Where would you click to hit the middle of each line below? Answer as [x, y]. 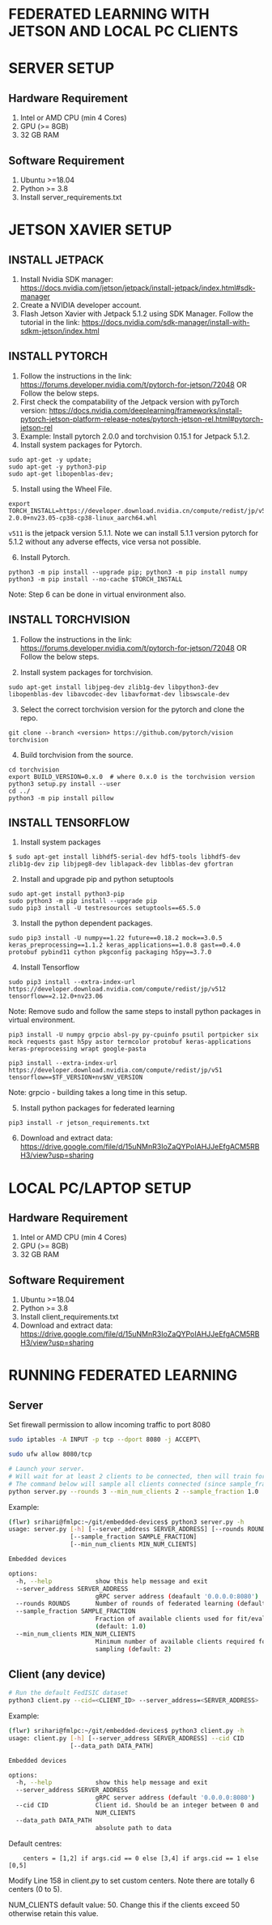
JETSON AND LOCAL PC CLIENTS [123, 31]
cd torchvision [34, 770]
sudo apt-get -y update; [50, 460]
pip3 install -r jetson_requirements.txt [79, 1123]
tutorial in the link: [50, 322]
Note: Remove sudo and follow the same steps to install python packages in [135, 1012]
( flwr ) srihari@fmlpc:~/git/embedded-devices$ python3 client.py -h [126, 1731]
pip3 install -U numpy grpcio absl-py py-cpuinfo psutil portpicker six [134, 1035]
